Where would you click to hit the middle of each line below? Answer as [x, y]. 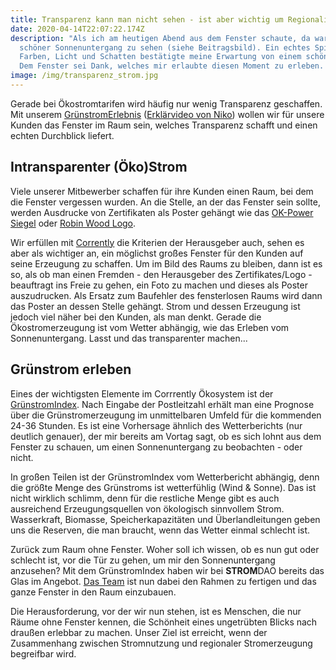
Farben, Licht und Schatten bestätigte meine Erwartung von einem [160, 57]
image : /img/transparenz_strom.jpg [84, 76]
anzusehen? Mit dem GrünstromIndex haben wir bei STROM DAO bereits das [167, 570]
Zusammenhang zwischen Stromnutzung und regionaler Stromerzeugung [161, 643]
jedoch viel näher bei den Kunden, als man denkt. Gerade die [136, 317]
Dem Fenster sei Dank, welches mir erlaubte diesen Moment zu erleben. [172, 66]
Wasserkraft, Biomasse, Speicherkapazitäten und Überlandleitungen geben [165, 519]
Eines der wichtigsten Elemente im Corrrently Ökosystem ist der [142, 393]
